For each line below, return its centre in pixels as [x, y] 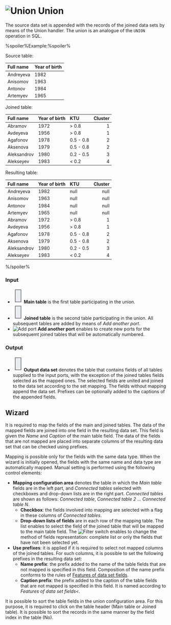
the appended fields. [34, 397]
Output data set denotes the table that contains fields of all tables [93, 370]
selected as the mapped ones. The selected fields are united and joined [88, 380]
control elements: [24, 473]
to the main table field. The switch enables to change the [89, 532]
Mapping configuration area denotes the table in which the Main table [87, 483]
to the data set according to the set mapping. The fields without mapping [89, 386]
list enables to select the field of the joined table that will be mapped [92, 526]
